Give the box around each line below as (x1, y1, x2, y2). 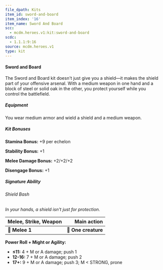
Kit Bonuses (5, 126, 31, 132)
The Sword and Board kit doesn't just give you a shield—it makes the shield (5, 75, 159, 81)
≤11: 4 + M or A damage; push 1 (12, 249, 77, 255)
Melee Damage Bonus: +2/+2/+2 (5, 158, 73, 163)
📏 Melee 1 (7, 226, 32, 233)
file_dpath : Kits (5, 7, 41, 12)
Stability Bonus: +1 (5, 148, 44, 154)
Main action (74, 218, 103, 225)
